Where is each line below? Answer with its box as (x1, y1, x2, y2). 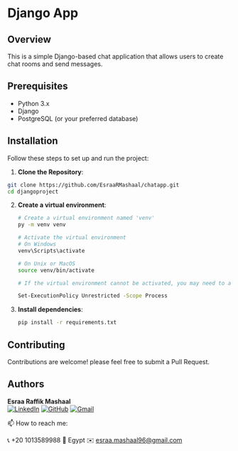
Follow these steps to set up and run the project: (7, 154, 149, 162)
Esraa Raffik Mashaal (7, 397, 71, 405)
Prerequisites (7, 80, 68, 92)
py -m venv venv (17, 221, 66, 228)
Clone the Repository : (17, 167, 84, 176)
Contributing (7, 339, 65, 351)
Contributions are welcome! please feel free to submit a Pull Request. (7, 357, 210, 366)
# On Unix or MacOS (17, 260, 76, 267)
